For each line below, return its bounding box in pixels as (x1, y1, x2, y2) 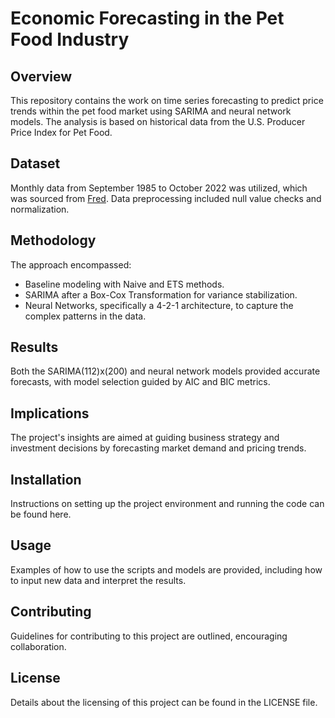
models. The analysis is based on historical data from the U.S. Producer (10, 116, 306, 127)
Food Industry (10, 28, 130, 51)
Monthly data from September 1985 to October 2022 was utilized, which (10, 182, 308, 194)
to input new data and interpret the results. (10, 574, 187, 586)
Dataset (10, 155, 61, 172)
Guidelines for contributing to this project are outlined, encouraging (10, 630, 288, 642)
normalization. (10, 203, 70, 215)
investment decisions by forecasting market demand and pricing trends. (10, 442, 307, 454)
